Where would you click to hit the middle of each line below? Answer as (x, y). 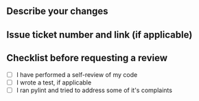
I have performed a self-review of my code (77, 74)
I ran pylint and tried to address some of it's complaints (94, 90)
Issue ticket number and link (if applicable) (99, 35)
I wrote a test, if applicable (54, 82)
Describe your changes (57, 11)
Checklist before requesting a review (87, 58)
